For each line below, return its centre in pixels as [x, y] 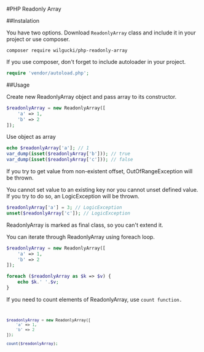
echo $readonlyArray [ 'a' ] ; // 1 [48, 148]
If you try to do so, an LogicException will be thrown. [73, 196]
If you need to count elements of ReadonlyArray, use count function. [94, 299]
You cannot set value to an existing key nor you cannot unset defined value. [102, 190]
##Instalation [23, 21]
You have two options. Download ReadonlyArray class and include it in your [101, 33]
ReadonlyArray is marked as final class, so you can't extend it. [85, 225]
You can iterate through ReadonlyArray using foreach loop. [80, 237]
